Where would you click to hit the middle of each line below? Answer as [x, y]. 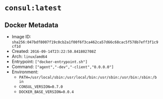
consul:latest [33, 8]
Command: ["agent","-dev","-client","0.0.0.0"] [63, 67]
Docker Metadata [31, 25]
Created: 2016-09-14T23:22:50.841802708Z [54, 51]
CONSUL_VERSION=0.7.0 [41, 87]
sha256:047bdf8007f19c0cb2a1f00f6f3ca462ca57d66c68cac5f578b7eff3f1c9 [85, 42]
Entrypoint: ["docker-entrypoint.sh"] [50, 61]
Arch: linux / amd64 [29, 56]
